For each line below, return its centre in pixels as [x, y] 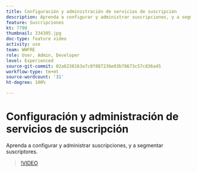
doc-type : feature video [36, 39]
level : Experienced [30, 60]
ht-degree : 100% [26, 83]
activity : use [23, 45]
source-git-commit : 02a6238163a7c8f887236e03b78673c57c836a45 [84, 66]
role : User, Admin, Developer [43, 55]
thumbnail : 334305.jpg [34, 33]
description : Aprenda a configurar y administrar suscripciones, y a [93, 17]
